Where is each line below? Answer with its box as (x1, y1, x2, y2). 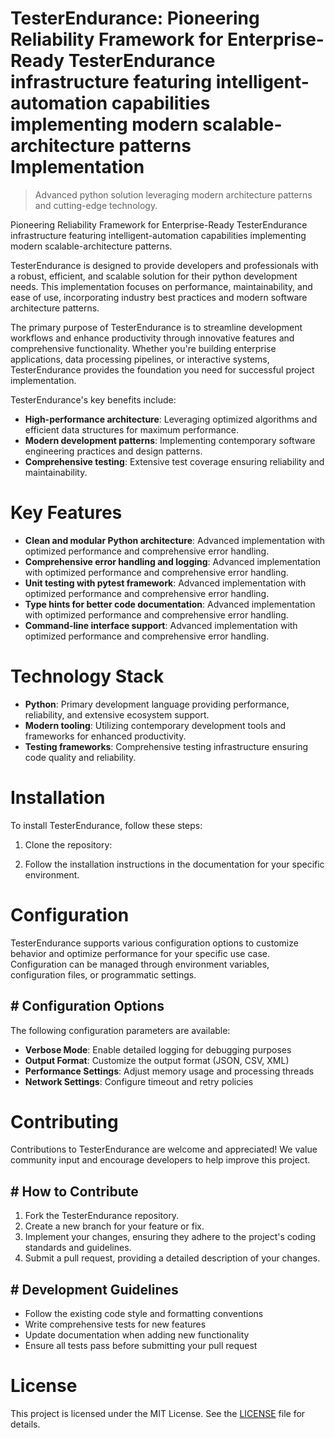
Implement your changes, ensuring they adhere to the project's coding (24, 1231, 317, 1243)
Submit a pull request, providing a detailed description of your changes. (24, 1252, 321, 1264)
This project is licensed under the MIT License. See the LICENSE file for (10, 1408, 306, 1419)
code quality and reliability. (24, 751, 137, 763)
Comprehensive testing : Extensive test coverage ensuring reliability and (24, 455, 325, 467)
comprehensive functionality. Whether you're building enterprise (10, 342, 277, 354)
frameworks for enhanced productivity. (24, 730, 187, 742)
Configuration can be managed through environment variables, (10, 958, 270, 970)
